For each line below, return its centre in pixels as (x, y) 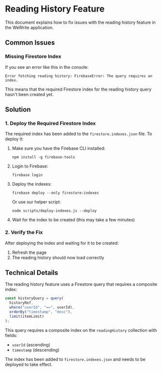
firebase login (27, 175)
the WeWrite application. (29, 27)
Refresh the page (29, 252)
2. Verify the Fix (24, 232)
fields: (11, 335)
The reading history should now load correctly (58, 257)
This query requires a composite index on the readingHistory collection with (81, 330)
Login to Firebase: (30, 166)
